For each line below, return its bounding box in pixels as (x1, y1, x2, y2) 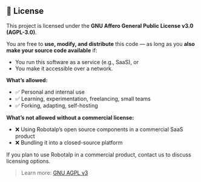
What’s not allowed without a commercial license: (6, 114, 134, 121)
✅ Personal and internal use (15, 88, 85, 96)
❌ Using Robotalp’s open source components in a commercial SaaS (15, 125, 183, 133)
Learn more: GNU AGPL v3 (21, 169, 88, 176)
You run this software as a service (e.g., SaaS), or (15, 58, 139, 65)
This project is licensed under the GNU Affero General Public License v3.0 (6, 22, 194, 29)
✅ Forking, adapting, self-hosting (15, 102, 98, 109)
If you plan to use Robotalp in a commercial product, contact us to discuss (6, 151, 192, 158)
